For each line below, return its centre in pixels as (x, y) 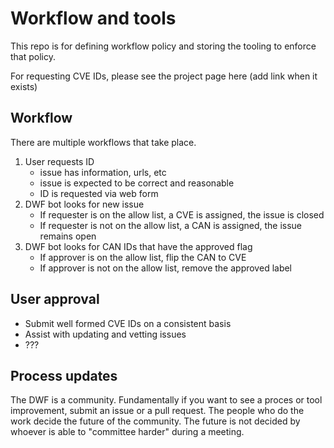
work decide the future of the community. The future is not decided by (155, 421)
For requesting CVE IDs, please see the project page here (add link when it (164, 76)
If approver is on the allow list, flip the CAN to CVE (143, 257)
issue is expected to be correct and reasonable (137, 183)
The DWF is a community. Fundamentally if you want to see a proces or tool (166, 400)
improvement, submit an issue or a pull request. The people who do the (157, 411)
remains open (68, 236)
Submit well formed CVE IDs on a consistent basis (128, 323)
